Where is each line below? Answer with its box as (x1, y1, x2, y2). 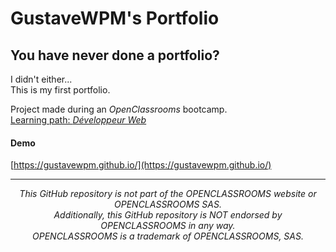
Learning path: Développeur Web (10, 114, 147, 126)
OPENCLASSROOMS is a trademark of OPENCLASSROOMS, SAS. (32, 230, 304, 242)
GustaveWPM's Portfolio (10, 7, 220, 30)
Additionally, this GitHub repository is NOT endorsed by (53, 209, 283, 221)
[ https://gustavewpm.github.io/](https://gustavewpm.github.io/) (10, 159, 272, 171)
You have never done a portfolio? (10, 47, 220, 64)
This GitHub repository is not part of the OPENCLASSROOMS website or (19, 188, 317, 200)
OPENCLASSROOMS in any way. (100, 220, 236, 232)
